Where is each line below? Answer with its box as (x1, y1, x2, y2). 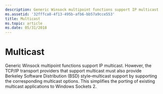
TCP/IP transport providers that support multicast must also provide (5, 68, 142, 74)
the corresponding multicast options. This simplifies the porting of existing (5, 78, 155, 84)
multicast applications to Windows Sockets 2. (5, 84, 97, 90)
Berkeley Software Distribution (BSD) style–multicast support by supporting (5, 73, 158, 79)
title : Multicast (5, 16, 41, 21)
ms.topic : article (5, 21, 43, 26)
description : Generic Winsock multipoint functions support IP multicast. (5, 7, 161, 12)
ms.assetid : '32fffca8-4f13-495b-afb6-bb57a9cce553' (5, 12, 115, 17)
